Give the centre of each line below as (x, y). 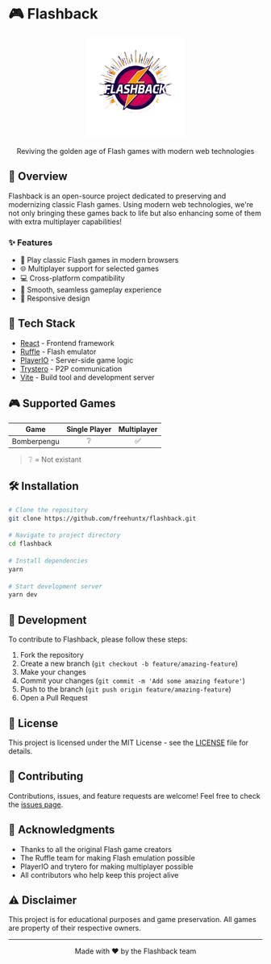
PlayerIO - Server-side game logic (77, 360)
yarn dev (23, 595)
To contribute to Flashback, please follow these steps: (98, 639)
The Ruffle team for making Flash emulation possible (107, 858)
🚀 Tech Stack (42, 324)
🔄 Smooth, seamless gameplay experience (91, 290)
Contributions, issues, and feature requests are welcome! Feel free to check (134, 796)
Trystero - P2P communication (71, 368)
